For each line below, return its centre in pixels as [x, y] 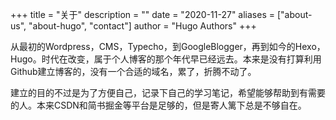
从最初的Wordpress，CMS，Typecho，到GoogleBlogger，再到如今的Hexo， [168, 46]
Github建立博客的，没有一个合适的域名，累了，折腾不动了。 [133, 71]
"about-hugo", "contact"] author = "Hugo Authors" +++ [142, 26]
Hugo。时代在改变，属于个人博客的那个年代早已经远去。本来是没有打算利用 [166, 59]
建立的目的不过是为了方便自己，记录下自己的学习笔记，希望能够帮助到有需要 [168, 92]
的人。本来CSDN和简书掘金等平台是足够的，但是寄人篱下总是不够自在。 [158, 105]
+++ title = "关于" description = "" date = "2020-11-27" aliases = [142, 14]
